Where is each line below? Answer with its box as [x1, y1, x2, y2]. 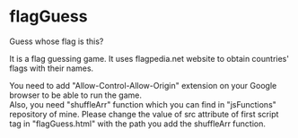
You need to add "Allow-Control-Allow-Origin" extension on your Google [9, 80, 277, 91]
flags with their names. [9, 63, 94, 73]
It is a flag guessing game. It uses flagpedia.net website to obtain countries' [9, 53, 290, 64]
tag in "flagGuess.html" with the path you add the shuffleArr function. [9, 118, 267, 129]
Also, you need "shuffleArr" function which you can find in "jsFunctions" [9, 99, 276, 109]
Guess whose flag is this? [9, 36, 104, 47]
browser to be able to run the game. [9, 90, 142, 100]
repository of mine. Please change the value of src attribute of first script [9, 108, 279, 119]
